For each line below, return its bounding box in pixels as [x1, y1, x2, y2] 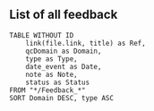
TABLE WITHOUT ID [9, 30, 74, 39]
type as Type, [25, 54, 78, 64]
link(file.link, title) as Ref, [25, 38, 146, 47]
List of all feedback [9, 7, 118, 22]
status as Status [25, 78, 90, 87]
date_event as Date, [25, 62, 102, 71]
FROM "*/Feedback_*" [9, 85, 87, 95]
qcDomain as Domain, [25, 47, 102, 55]
